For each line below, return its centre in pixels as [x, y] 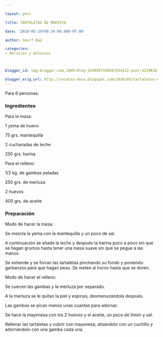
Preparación [20, 213]
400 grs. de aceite [24, 201]
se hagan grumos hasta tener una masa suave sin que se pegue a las [74, 248]
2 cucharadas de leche [28, 145]
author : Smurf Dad [24, 40]
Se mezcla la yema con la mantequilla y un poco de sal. [60, 234]
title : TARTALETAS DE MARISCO [36, 22]
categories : [17, 49]
